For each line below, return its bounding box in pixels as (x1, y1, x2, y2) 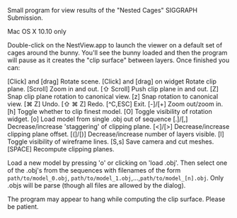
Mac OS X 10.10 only (7, 28, 67, 35)
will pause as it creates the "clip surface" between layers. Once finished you (7, 56, 230, 64)
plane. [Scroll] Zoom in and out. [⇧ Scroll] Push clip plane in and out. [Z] (7, 85, 219, 93)
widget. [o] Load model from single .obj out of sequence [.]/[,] (7, 115, 188, 123)
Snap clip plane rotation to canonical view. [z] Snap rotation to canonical (7, 92, 219, 101)
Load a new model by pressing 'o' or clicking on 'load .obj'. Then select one (7, 159, 228, 167)
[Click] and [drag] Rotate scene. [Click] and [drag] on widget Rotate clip (7, 77, 217, 86)
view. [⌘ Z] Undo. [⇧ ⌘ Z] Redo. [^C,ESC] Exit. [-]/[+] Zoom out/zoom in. (7, 100, 224, 108)
